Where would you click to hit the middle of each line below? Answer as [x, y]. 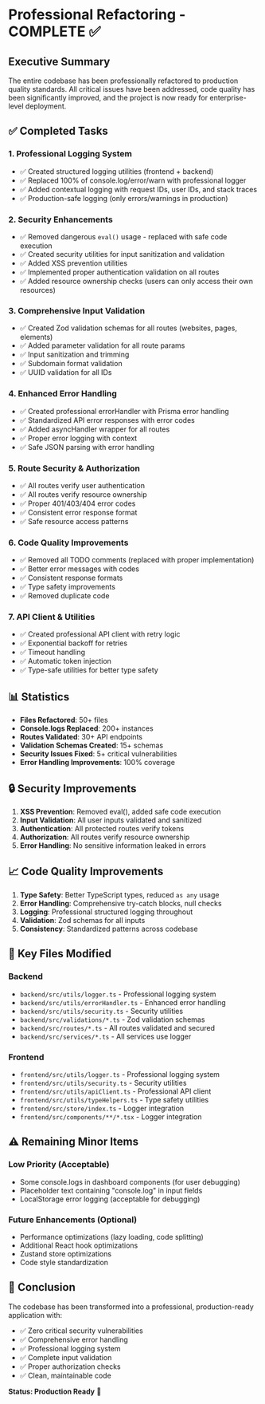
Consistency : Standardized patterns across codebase [109, 929]
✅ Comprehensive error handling [74, 1339]
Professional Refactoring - [97, 15]
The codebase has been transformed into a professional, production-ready [131, 1307]
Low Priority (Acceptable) [59, 1165]
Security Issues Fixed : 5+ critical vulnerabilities [98, 754]
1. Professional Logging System [70, 154]
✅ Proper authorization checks [70, 1367]
